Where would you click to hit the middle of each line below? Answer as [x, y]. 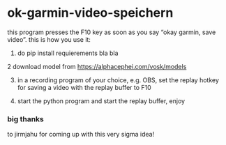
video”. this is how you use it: [49, 39]
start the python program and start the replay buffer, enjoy [101, 101]
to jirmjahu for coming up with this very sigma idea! [81, 135]
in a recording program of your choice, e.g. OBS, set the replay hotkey [118, 80]
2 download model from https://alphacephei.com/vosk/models [97, 66]
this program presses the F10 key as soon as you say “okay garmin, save [112, 32]
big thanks [25, 119]
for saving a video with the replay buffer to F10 [84, 87]
